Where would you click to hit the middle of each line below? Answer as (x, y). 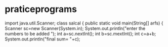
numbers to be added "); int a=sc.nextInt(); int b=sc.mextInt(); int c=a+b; (80, 33)
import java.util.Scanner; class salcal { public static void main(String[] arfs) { (84, 23)
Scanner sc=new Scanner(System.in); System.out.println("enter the (75, 28)
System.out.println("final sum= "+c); (43, 39)
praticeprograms (41, 9)
